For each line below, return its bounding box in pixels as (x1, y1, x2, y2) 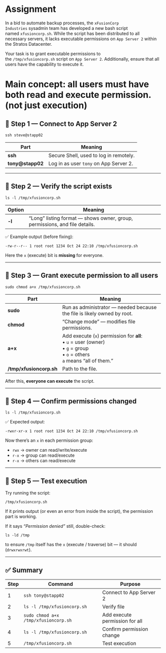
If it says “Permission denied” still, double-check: (5, 523, 106, 529)
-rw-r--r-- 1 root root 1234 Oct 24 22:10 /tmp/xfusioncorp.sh (5, 244, 138, 248)
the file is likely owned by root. (62, 310, 133, 317)
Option (7, 206, 24, 213)
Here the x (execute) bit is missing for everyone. (5, 252, 104, 258)
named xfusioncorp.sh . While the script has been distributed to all (5, 30, 140, 36)
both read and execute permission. (5, 89, 152, 100)
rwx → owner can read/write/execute (12, 447, 87, 453)
